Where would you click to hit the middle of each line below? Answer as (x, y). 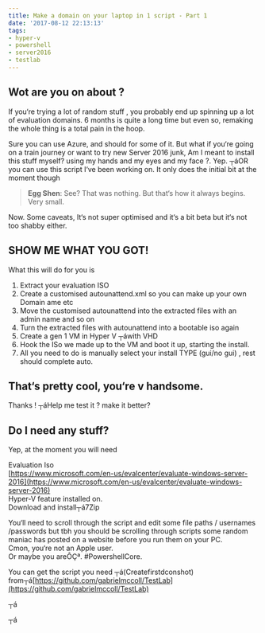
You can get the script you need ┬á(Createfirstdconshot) (101, 572)
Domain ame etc (46, 302)
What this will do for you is (52, 270)
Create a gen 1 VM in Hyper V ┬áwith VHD (89, 336)
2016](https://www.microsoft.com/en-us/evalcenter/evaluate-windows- (125, 482)
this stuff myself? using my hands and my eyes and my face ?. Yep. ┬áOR (128, 161)
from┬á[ (22, 580)
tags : (17, 30)
